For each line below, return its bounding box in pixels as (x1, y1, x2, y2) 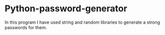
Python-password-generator (4, 3, 128, 14)
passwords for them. (4, 24, 47, 30)
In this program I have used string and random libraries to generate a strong (4, 19, 161, 25)
